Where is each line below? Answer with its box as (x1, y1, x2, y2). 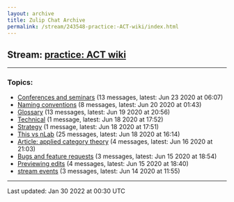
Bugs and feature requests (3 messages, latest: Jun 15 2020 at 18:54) (17, 152, 217, 160)
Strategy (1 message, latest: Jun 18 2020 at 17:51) (17, 123, 159, 131)
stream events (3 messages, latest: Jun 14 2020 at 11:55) (17, 167, 180, 176)
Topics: (7, 78, 33, 87)
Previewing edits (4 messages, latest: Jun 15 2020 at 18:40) (17, 160, 189, 168)
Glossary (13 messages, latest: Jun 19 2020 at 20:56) (17, 108, 171, 117)
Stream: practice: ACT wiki (7, 49, 127, 60)
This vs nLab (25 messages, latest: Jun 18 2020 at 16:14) (17, 130, 180, 139)
